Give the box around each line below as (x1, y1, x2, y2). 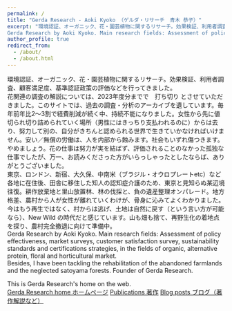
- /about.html (13, 55, 54, 62)
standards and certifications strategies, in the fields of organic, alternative (7, 244, 217, 252)
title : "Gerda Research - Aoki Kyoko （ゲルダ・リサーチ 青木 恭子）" (7, 17, 202, 23)
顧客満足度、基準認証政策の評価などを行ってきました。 (19, 84, 176, 92)
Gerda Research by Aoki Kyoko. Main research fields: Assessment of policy (7, 229, 222, 238)
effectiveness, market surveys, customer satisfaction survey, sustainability (7, 236, 220, 245)
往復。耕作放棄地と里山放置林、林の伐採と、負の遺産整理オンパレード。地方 (7, 187, 225, 196)
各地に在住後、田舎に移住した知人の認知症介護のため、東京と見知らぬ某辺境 (7, 178, 225, 187)
